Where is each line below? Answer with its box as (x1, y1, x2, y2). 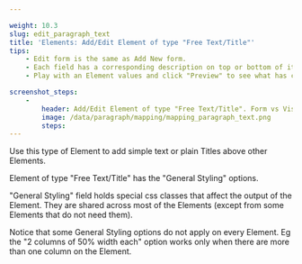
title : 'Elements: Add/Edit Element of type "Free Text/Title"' (9, 38, 255, 47)
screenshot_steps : (9, 87, 78, 96)
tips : (9, 46, 30, 55)
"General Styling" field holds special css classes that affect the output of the (9, 190, 292, 201)
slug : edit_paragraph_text (9, 29, 111, 39)
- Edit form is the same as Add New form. (25, 55, 187, 64)
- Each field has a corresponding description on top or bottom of (25, 63, 283, 72)
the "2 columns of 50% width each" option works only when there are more (9, 236, 290, 248)
